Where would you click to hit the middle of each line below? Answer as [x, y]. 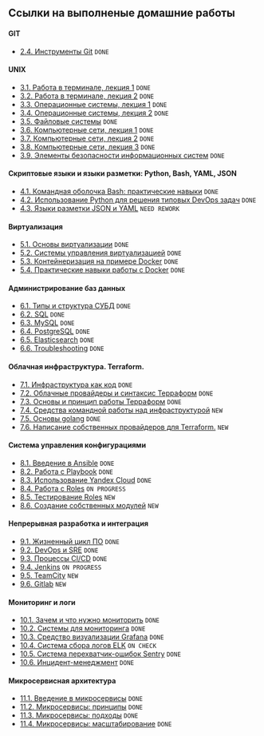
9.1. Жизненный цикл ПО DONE [69, 542]
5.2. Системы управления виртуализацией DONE [100, 253]
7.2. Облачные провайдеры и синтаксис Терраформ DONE [116, 393]
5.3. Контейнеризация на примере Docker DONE [99, 261]
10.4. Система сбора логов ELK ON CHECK [88, 646]
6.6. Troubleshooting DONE [62, 348]
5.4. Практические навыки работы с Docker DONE [102, 270]
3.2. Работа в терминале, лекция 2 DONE [87, 96]
